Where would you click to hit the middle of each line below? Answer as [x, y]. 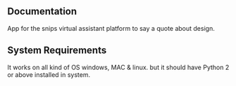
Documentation [42, 12]
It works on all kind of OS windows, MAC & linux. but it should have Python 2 [118, 67]
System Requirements [57, 51]
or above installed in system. [49, 74]
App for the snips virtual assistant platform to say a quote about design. [111, 28]
